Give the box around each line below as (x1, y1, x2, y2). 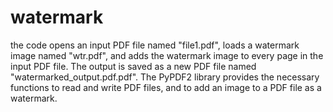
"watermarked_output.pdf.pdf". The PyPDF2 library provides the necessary (10, 71, 320, 83)
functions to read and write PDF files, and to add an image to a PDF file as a (10, 81, 322, 93)
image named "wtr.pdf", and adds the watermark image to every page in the (10, 49, 324, 61)
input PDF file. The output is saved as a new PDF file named (10, 60, 257, 72)
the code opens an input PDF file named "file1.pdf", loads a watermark (10, 39, 300, 51)
